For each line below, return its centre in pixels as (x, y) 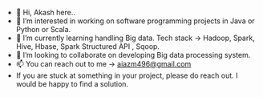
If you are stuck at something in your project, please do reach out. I (127, 75)
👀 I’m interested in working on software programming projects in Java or (135, 21)
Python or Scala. (43, 29)
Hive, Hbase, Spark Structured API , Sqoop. (88, 46)
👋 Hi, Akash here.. (46, 12)
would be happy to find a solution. (72, 84)
